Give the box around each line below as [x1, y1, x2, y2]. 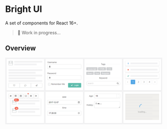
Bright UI [5, 3, 42, 15]
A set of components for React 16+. [5, 20, 78, 26]
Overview [5, 44, 36, 53]
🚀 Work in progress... [17, 29, 61, 35]
